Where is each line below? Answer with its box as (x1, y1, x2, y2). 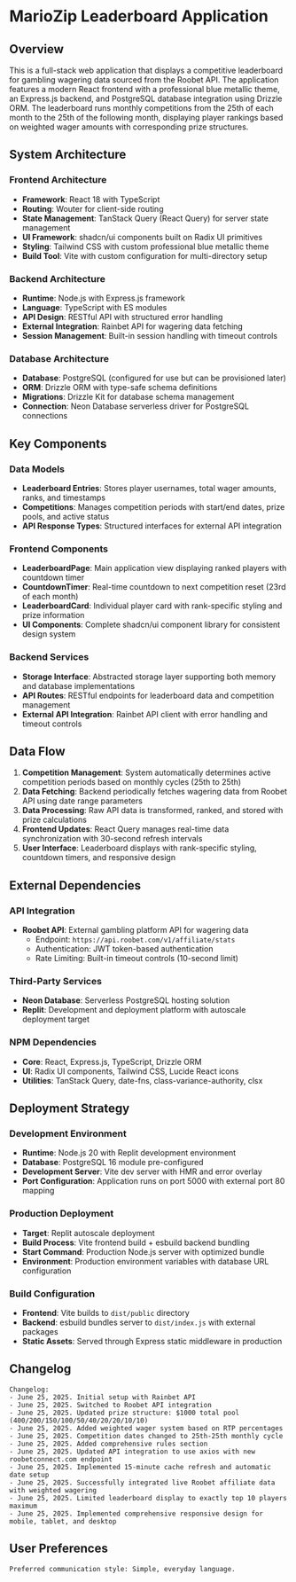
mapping (21, 1186, 55, 1196)
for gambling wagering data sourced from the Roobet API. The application (9, 74, 279, 85)
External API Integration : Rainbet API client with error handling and (21, 709, 269, 719)
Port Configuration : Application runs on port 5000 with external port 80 (21, 1176, 285, 1186)
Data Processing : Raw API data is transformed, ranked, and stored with (21, 805, 284, 816)
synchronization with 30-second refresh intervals (21, 834, 203, 844)
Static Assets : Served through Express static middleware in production (21, 1335, 283, 1346)
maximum (9, 1501, 38, 1510)
